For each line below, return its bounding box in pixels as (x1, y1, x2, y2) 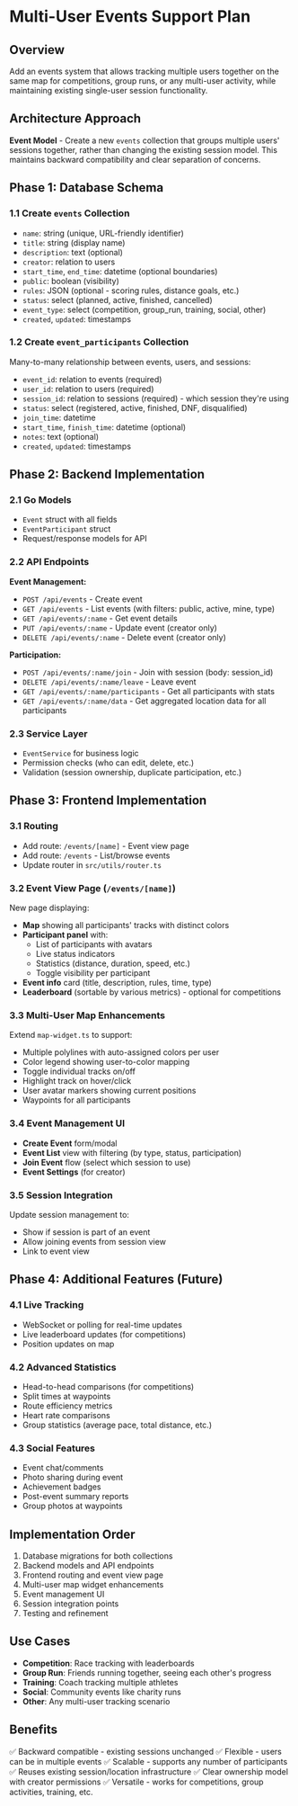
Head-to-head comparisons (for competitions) (22, 1381, 195, 1391)
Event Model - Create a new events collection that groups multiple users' (9, 135, 280, 146)
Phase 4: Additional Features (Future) (9, 1272, 223, 1287)
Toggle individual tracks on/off (22, 1066, 136, 1077)
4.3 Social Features (9, 1442, 96, 1454)
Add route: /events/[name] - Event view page (22, 840, 190, 851)
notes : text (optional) (22, 431, 100, 442)
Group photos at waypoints (22, 1500, 123, 1512)
